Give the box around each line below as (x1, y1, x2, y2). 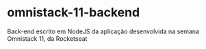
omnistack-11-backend (7, 5, 140, 20)
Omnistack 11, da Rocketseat (7, 34, 88, 42)
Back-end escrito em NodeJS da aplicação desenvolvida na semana (7, 27, 200, 35)
